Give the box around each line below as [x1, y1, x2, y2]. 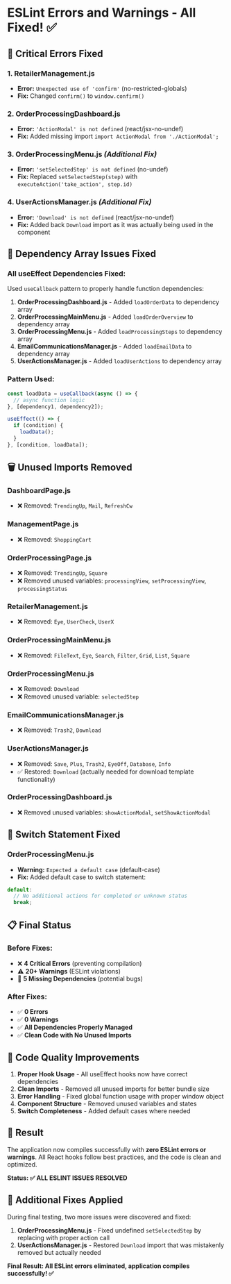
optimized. [7, 1160, 37, 1168]
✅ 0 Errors [17, 1008, 49, 1016]
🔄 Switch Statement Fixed [7, 828, 121, 841]
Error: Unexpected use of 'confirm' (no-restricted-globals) [17, 84, 187, 92]
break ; [13, 899, 33, 906]
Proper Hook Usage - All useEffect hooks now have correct [17, 1069, 188, 1078]
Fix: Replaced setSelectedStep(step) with [17, 172, 138, 181]
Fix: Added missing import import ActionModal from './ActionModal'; [17, 132, 219, 140]
